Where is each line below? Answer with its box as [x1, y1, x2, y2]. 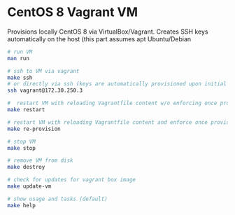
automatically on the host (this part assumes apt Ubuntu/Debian [7, 34, 192, 43]
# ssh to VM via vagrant [7, 67, 80, 74]
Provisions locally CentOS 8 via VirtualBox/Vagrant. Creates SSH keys [7, 27, 208, 36]
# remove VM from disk [7, 157, 73, 165]
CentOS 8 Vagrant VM [7, 4, 138, 20]
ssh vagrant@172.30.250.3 [7, 87, 83, 95]
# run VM [7, 48, 33, 55]
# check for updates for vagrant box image [7, 176, 136, 183]
